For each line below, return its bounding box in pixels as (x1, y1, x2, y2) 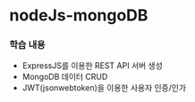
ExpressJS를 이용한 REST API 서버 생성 (21, 60, 163, 71)
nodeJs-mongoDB (9, 5, 148, 26)
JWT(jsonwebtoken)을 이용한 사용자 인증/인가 (21, 82, 186, 93)
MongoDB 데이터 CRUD (21, 72, 108, 82)
